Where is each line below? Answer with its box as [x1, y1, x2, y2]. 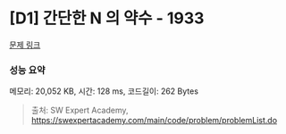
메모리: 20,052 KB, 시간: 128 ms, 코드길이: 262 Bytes [9, 86, 199, 96]
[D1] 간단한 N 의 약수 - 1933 [9, 8, 205, 29]
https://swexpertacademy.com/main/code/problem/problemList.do [30, 115, 278, 126]
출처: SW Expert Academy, [30, 105, 129, 116]
